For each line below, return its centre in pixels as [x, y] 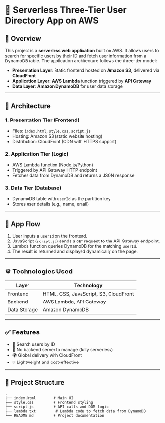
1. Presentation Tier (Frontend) [42, 120]
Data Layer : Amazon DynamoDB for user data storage [67, 86]
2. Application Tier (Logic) [37, 154]
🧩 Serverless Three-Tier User [66, 10]
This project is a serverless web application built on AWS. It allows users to [82, 50]
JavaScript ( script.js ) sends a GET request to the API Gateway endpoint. [86, 241]
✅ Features [23, 332]
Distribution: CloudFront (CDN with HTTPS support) [64, 141]
